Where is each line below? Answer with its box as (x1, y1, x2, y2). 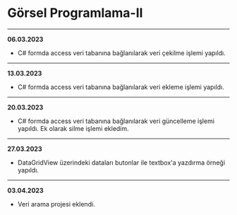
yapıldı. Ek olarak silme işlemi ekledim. (17, 124, 129, 132)
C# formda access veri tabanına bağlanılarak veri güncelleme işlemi (17, 117, 215, 125)
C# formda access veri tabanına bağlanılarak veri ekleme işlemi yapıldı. (17, 83, 224, 91)
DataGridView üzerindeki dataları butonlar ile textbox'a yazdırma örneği (17, 158, 226, 167)
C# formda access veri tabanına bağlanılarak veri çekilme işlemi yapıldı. (17, 48, 226, 57)
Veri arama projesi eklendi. (17, 199, 95, 208)
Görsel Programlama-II (7, 5, 143, 21)
